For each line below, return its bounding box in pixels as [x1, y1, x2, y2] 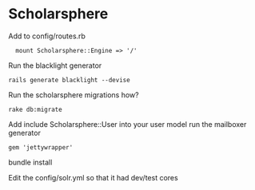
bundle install [8, 157, 53, 167]
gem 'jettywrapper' [8, 143, 74, 152]
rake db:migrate [8, 105, 62, 113]
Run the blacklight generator [8, 61, 102, 70]
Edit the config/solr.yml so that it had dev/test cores [8, 172, 178, 182]
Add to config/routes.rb [8, 31, 86, 41]
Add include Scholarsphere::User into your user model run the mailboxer [8, 119, 247, 129]
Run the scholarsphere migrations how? [8, 89, 139, 100]
